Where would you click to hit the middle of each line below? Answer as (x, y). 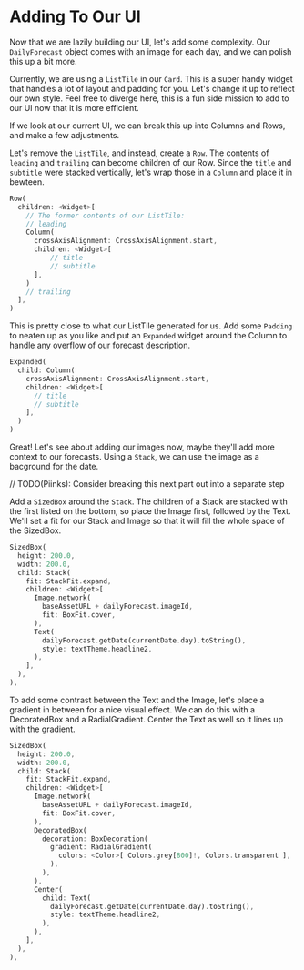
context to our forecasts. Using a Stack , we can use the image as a (134, 457)
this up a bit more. (43, 61)
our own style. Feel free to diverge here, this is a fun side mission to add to (149, 98)
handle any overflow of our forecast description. (100, 345)
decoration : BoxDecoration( (95, 839)
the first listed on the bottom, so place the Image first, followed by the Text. (150, 511)
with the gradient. (42, 729)
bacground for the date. (54, 467)
